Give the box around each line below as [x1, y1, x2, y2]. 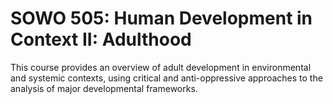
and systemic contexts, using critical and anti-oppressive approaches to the [10, 72, 323, 84]
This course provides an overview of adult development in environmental [10, 61, 312, 73]
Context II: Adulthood [10, 28, 192, 51]
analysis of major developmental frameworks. [10, 82, 198, 94]
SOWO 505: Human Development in [10, 7, 313, 30]
